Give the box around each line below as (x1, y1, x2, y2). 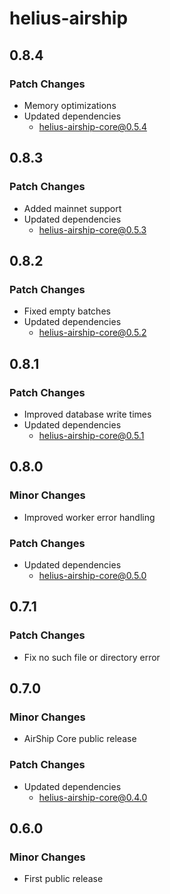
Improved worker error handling (23, 511, 156, 523)
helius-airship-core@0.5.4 (38, 120, 147, 132)
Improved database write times (23, 408, 152, 420)
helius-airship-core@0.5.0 (38, 569, 147, 581)
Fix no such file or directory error (23, 651, 161, 663)
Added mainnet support (23, 202, 122, 214)
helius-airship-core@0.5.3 (38, 223, 147, 236)
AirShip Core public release (23, 733, 137, 745)
